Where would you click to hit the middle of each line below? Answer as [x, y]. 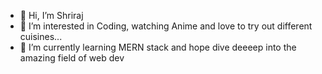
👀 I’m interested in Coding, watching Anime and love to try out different [166, 26]
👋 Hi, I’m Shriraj [51, 15]
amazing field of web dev [72, 58]
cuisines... [41, 36]
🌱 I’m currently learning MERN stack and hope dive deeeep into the [158, 47]
